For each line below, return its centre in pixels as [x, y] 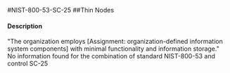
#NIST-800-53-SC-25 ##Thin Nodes [61, 10]
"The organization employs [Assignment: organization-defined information [115, 42]
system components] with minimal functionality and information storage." [113, 49]
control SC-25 [28, 64]
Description [25, 26]
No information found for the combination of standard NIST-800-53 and [111, 56]
